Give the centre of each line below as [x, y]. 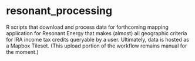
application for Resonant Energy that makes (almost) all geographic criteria [97, 33]
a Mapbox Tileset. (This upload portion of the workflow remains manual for [97, 46]
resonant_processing [59, 11]
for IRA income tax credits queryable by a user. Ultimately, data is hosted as [97, 39]
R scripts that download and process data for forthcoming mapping [88, 27]
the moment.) [23, 52]
